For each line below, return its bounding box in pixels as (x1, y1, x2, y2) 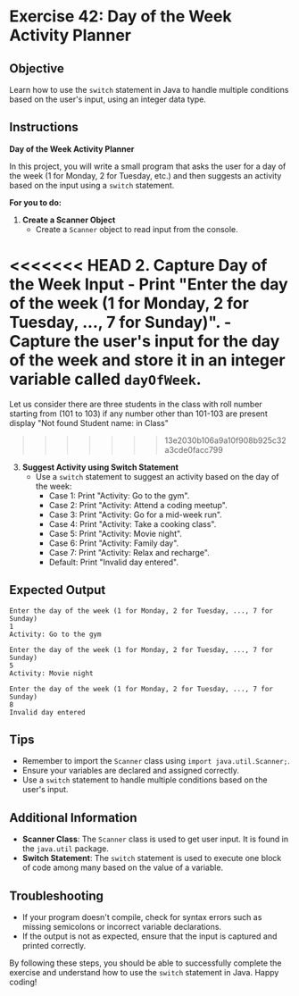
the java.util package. (21, 843, 110, 854)
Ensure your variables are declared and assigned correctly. (21, 766, 239, 776)
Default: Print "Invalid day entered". (48, 557, 179, 567)
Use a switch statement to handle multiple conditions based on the (21, 774, 268, 785)
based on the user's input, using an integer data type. (9, 94, 207, 105)
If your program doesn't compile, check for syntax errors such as (21, 912, 262, 922)
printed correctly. (21, 941, 87, 950)
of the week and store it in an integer (9, 350, 286, 370)
